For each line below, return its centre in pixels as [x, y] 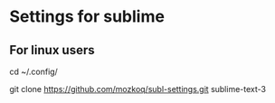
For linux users [52, 50]
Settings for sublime [87, 17]
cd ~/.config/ [34, 71]
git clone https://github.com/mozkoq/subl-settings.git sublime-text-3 [138, 89]
